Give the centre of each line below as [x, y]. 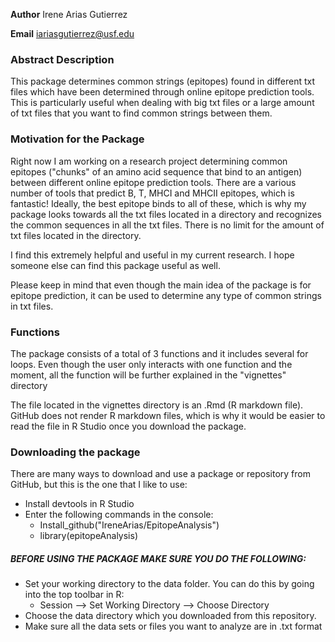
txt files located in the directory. [76, 235]
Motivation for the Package [77, 139]
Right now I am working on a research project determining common [149, 161]
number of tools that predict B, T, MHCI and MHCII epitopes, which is [152, 193]
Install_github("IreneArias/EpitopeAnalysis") [129, 525]
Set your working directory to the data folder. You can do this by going [169, 584]
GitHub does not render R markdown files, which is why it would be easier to [168, 415]
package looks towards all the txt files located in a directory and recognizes [166, 214]
